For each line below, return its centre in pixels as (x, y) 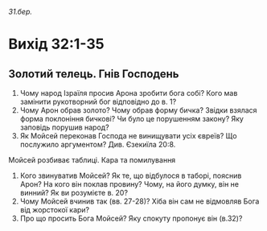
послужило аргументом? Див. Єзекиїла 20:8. (98, 144)
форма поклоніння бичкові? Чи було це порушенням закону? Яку (131, 119)
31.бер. (20, 12)
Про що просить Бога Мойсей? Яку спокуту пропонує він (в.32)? (131, 218)
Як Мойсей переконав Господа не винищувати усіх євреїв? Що (128, 136)
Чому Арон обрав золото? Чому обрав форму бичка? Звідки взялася (138, 110)
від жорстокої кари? (55, 210)
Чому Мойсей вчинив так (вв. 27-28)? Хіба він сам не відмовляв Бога (140, 201)
